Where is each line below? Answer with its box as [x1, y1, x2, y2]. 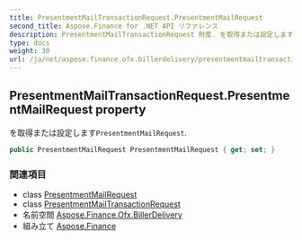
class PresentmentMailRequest [22, 189, 138, 200]
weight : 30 [9, 47, 50, 56]
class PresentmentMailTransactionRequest [22, 199, 182, 209]
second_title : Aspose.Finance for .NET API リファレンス [9, 22, 218, 31]
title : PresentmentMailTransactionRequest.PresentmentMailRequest [9, 13, 263, 22]
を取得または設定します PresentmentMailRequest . [9, 127, 187, 138]
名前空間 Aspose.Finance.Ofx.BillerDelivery [22, 209, 182, 220]
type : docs [9, 38, 50, 48]
